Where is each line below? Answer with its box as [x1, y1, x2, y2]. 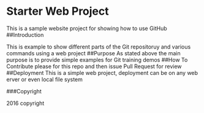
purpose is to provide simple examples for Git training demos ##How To [6, 56, 188, 63]
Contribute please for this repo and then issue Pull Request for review [6, 63, 182, 70]
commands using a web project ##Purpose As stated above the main [6, 49, 181, 56]
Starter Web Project [6, 4, 109, 18]
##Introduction [6, 31, 44, 38]
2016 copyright [6, 99, 45, 107]
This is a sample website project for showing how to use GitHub [6, 25, 167, 32]
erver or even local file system [6, 76, 83, 83]
